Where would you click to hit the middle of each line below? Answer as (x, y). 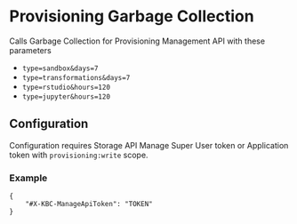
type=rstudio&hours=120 (66, 87)
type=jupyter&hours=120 (66, 96)
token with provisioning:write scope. (79, 155)
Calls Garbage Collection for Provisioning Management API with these (137, 41)
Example (28, 178)
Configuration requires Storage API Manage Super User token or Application (149, 145)
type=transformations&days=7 (76, 77)
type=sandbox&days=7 (60, 68)
